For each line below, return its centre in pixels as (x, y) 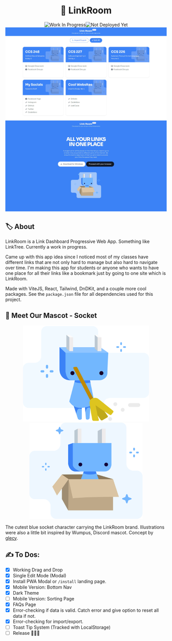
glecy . (12, 538)
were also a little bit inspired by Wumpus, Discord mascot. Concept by (79, 532)
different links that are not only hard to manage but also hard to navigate (81, 262)
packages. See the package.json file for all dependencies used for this (79, 294)
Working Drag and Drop (38, 570)
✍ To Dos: (23, 555)
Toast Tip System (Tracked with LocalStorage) (62, 627)
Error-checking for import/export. (48, 621)
